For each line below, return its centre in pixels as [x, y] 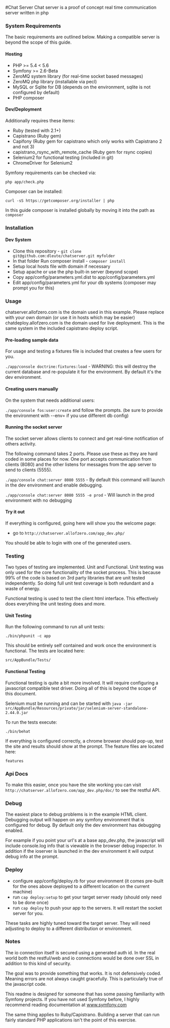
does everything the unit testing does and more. [55, 604]
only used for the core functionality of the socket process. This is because [83, 572]
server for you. [28, 913]
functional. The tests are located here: [45, 651]
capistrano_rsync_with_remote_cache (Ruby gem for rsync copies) [82, 152]
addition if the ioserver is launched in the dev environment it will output [79, 851]
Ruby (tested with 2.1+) [37, 130]
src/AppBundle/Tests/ [28, 660]
